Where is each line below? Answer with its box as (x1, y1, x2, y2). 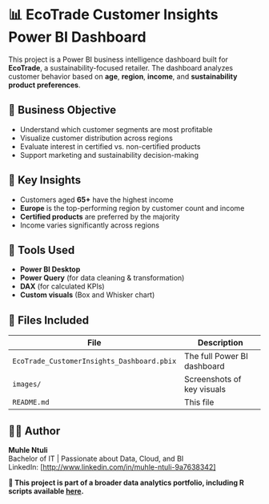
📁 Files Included (8, 313, 90, 327)
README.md (12, 397, 50, 407)
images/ (12, 380, 42, 389)
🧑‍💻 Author (8, 424, 61, 437)
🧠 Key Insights (8, 173, 82, 187)
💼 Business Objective (8, 103, 117, 117)
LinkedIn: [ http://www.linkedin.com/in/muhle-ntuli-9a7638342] (8, 462, 216, 472)
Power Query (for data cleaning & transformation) (19, 273, 185, 283)
